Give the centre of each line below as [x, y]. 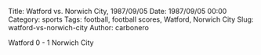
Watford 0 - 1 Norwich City [51, 43]
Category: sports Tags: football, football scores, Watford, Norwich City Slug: [131, 19]
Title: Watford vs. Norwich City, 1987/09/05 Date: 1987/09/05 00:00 [118, 11]
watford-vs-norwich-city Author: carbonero [78, 27]
